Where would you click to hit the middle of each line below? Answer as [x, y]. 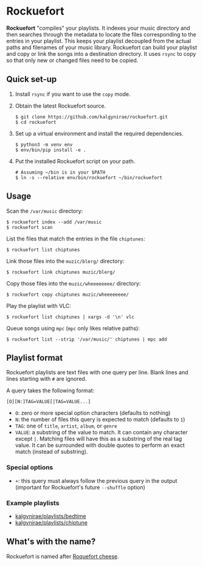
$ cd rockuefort [36, 122]
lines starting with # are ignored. [46, 379]
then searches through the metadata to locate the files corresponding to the [101, 34]
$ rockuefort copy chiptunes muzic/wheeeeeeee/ [68, 295]
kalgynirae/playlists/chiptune [51, 522]
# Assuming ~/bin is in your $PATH [60, 172]
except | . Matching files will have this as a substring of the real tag [98, 439]
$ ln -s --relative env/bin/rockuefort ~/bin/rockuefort [89, 177]
